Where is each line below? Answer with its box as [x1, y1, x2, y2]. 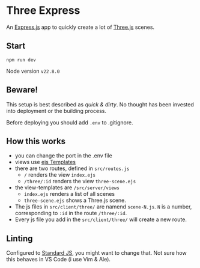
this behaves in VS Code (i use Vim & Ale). [6, 256, 111, 263]
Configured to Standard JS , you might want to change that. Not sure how [6, 249, 187, 257]
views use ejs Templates [14, 159, 76, 166]
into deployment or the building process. [6, 107, 107, 114]
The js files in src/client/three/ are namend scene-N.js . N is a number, [14, 203, 192, 210]
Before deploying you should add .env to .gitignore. [6, 118, 133, 126]
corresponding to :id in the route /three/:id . [14, 210, 127, 217]
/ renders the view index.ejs [23, 171, 96, 178]
